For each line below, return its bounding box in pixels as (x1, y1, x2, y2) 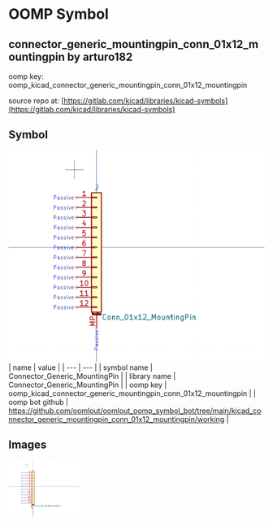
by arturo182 (67, 50, 133, 63)
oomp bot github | (8, 397, 69, 406)
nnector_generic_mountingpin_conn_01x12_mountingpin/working (8, 414, 225, 424)
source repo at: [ (8, 96, 64, 106)
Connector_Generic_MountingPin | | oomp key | (8, 380, 167, 389)
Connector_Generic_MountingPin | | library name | (8, 371, 176, 380)
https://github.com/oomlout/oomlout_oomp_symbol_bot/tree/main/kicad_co (8, 406, 262, 415)
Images (8, 438, 47, 451)
